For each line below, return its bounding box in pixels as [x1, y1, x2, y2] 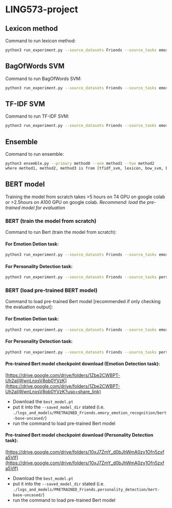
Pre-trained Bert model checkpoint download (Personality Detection [5, 432, 154, 438]
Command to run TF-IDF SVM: [5, 113, 70, 119]
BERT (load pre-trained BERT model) [5, 287, 98, 294]
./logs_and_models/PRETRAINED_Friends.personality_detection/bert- [12, 487, 160, 492]
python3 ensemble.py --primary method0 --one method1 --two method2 [5, 161, 155, 166]
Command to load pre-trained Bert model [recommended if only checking [5, 298, 161, 305]
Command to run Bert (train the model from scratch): [5, 229, 117, 235]
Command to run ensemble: [5, 151, 64, 157]
